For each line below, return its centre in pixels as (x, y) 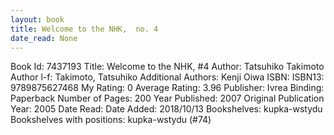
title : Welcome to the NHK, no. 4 (84, 29)
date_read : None (44, 38)
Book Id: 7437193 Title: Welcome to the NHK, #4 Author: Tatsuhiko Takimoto (167, 67)
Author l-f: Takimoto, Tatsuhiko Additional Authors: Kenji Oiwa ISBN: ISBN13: (167, 77)
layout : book (37, 19)
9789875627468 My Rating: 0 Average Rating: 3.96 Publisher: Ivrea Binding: (167, 88)
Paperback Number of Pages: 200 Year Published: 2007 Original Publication (167, 98)
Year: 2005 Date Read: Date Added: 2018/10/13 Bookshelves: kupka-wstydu (166, 109)
